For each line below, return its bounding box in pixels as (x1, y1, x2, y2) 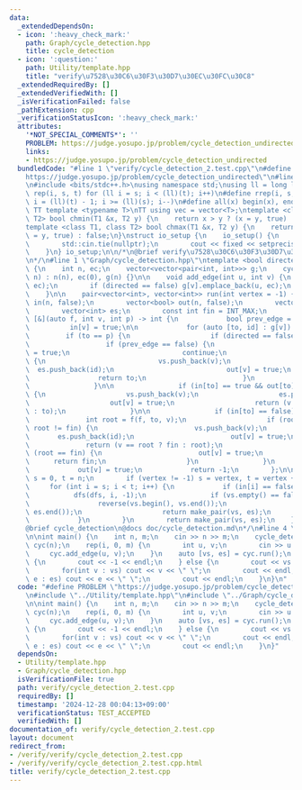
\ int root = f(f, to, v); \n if (25, 415, 276, 424)
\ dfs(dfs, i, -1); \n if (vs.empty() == (25, 490, 280, 500)
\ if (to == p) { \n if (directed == (25, 331, 271, 341)
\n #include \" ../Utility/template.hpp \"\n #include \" (25, 591, 231, 600)
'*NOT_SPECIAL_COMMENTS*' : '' (25, 131, 139, 140)
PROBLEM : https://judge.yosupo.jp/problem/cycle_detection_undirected (25, 139, 296, 148)
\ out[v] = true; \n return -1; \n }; (25, 466, 280, 475)
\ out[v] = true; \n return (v (25, 398, 292, 408)
